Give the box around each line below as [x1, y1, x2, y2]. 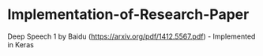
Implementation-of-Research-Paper [7, 6, 250, 24]
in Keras [7, 39, 35, 49]
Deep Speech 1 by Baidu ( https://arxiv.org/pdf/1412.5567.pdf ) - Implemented [7, 32, 256, 41]
